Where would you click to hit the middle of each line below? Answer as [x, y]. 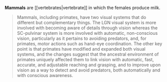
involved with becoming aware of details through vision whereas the [87, 28]
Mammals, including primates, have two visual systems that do [81, 17]
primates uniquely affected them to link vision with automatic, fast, [85, 59]
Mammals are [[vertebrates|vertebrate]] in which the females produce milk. [82, 8]
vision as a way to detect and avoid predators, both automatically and [88, 70]
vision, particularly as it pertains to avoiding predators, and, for [81, 38]
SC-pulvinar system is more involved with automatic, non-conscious [87, 33]
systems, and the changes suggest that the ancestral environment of [88, 54]
